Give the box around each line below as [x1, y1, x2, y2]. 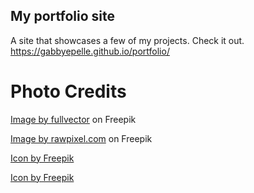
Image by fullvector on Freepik [10, 113, 137, 125]
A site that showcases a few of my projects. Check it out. [10, 34, 245, 46]
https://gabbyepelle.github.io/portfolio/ [10, 45, 170, 57]
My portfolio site [10, 8, 115, 25]
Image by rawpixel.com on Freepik [10, 132, 153, 144]
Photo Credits [10, 80, 127, 103]
